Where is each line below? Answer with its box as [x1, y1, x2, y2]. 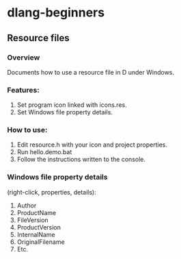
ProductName [16, 208, 57, 217]
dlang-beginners [7, 5, 105, 21]
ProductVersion [16, 223, 61, 231]
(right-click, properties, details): [7, 188, 97, 196]
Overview [7, 53, 40, 62]
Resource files [7, 32, 70, 44]
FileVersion [16, 216, 49, 224]
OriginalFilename [16, 238, 65, 246]
